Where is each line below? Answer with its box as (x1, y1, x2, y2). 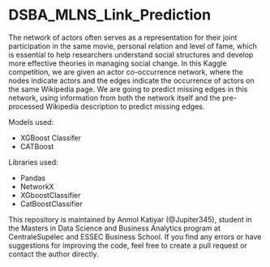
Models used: (8, 117, 54, 127)
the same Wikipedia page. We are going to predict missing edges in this (8, 84, 248, 94)
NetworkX (19, 181, 54, 192)
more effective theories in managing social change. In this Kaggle (8, 58, 227, 68)
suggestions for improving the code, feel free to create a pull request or (8, 240, 247, 250)
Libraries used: (8, 157, 58, 167)
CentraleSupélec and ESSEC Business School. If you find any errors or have (8, 231, 262, 241)
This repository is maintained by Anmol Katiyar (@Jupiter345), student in (8, 214, 252, 224)
